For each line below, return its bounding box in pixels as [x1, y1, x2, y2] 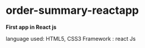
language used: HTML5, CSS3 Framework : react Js [5, 35, 136, 42]
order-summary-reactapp [5, 4, 140, 17]
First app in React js [5, 23, 57, 31]
